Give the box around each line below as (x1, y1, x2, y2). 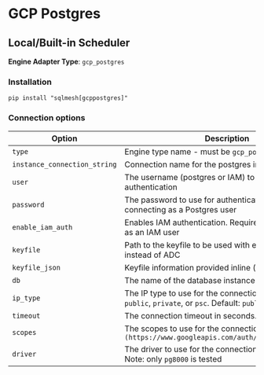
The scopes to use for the (124, 323, 220, 334)
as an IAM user (124, 226, 180, 237)
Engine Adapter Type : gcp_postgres (8, 57, 125, 66)
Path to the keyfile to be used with (124, 239, 250, 250)
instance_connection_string (12, 160, 117, 169)
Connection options (8, 112, 86, 123)
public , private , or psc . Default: (124, 297, 241, 308)
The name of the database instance (124, 274, 255, 285)
